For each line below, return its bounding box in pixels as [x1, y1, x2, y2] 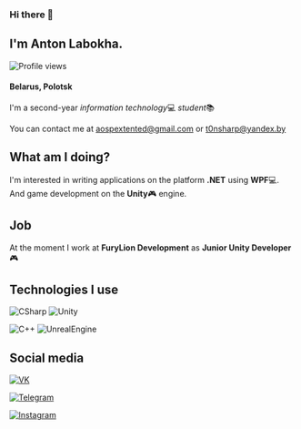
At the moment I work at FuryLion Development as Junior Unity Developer [9, 241, 292, 253]
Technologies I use [9, 281, 119, 297]
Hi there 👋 [9, 8, 55, 21]
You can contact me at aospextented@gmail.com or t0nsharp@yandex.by [9, 123, 286, 134]
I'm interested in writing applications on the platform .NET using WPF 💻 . [9, 174, 280, 185]
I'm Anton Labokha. [9, 36, 123, 52]
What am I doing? [9, 149, 111, 165]
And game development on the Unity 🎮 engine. [9, 188, 187, 199]
